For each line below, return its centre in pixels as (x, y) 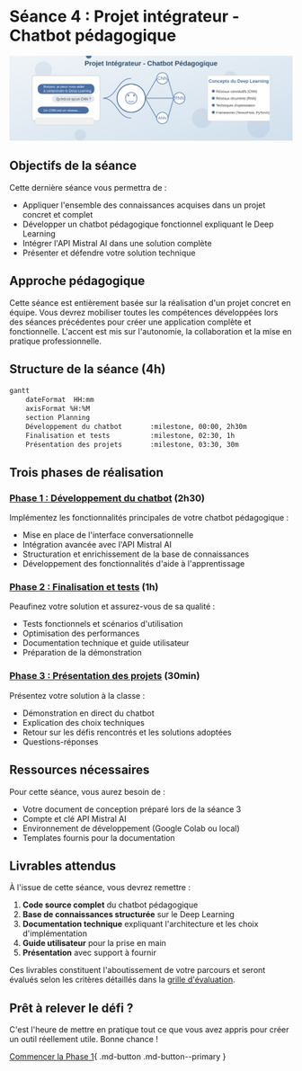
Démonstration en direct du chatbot (88, 713)
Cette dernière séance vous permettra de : (88, 187)
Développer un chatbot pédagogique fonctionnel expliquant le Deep (148, 224)
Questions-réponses (60, 741)
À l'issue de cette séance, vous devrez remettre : (100, 888)
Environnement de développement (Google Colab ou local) (131, 828)
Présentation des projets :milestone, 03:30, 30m (133, 445)
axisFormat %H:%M (58, 409)
